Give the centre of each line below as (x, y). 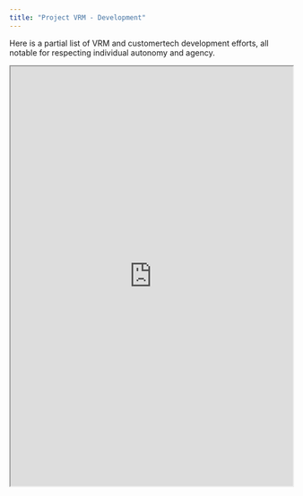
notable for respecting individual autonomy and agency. (112, 52)
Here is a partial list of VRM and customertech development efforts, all (139, 43)
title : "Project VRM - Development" (78, 17)
